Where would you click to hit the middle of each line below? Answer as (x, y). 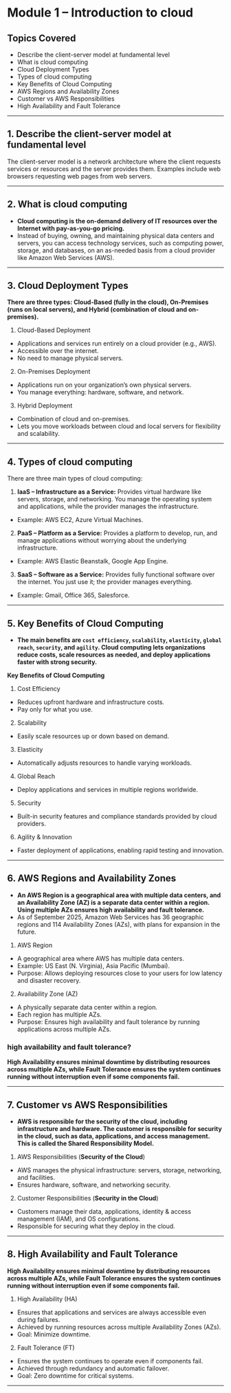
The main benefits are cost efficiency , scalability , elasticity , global (119, 640)
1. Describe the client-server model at (89, 134)
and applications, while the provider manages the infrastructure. (108, 507)
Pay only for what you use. (55, 710)
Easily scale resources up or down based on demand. (93, 736)
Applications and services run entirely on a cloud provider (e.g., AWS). (117, 343)
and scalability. (38, 434)
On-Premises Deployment (54, 372)
